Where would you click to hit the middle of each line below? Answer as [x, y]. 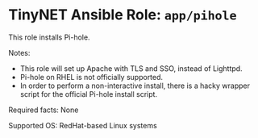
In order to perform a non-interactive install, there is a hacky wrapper [135, 86]
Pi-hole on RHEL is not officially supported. [92, 77]
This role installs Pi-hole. [49, 37]
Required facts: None [44, 110]
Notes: [19, 52]
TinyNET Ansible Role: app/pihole [123, 15]
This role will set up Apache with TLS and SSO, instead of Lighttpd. [131, 68]
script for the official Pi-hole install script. [89, 94]
